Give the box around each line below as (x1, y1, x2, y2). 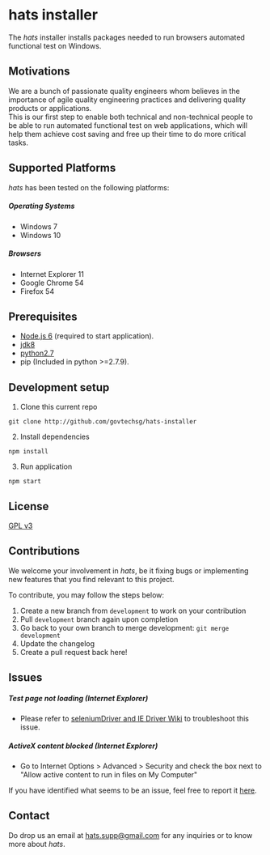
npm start (8, 478, 42, 486)
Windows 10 (19, 230, 61, 240)
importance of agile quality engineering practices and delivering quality (8, 95, 247, 104)
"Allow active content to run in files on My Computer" (19, 770, 198, 780)
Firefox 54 (19, 286, 55, 296)
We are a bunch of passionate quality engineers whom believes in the (8, 86, 240, 96)
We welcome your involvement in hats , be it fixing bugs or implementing (8, 565, 249, 576)
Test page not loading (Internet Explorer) (8, 693, 149, 703)
